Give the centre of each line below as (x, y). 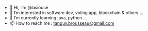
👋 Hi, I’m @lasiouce (29, 8)
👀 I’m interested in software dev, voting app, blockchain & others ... (76, 13)
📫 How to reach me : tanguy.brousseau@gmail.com (62, 23)
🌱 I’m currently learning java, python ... (48, 18)
